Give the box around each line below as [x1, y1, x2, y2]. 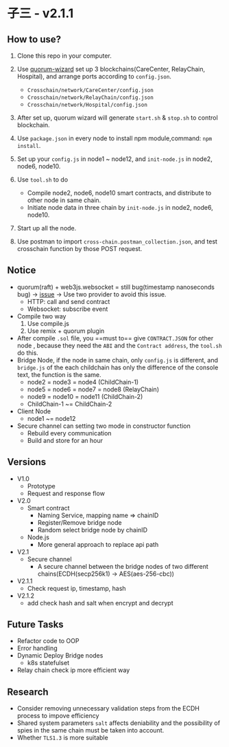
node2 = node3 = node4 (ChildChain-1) [27, 378, 139, 386]
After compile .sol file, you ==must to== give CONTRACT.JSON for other [16, 334, 214, 342]
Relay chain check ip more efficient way [16, 666, 130, 674]
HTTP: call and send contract [27, 297, 110, 305]
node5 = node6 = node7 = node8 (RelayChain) [27, 385, 160, 393]
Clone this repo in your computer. [16, 52, 112, 60]
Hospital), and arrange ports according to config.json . [16, 72, 171, 80]
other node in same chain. [27, 196, 101, 204]
